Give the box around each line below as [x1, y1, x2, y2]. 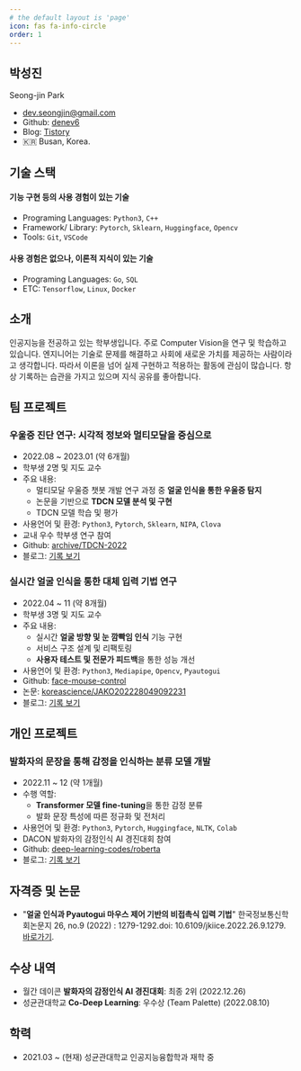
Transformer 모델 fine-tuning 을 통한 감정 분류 [35, 800, 204, 811]
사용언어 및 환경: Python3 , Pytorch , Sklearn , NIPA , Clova [22, 518, 222, 529]
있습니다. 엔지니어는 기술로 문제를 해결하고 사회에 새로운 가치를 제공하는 [9, 348, 261, 359]
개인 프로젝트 [9, 726, 78, 742]
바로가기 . [22, 931, 55, 942]
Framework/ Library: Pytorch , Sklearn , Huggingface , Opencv [22, 221, 238, 232]
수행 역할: [22, 788, 57, 799]
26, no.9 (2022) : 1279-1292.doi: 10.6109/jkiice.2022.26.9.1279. [53, 920, 287, 931]
